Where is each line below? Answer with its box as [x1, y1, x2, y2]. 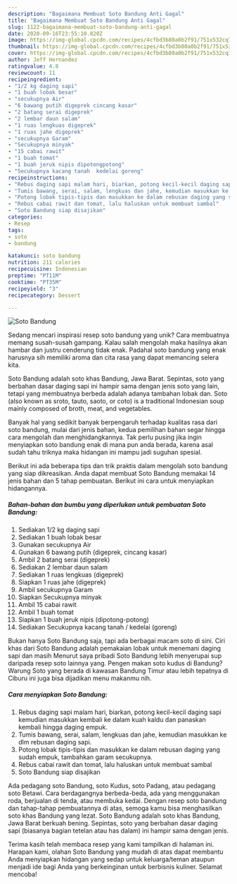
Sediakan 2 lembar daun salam [18, 563, 108, 572]
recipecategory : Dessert [8, 292, 81, 299]
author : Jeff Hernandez [8, 56, 78, 63]
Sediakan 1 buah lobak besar [18, 533, 102, 541]
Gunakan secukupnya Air [18, 541, 91, 549]
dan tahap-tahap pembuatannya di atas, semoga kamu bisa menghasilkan [8, 804, 222, 813]
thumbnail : [8, 43, 40, 50]
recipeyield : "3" [8, 285, 59, 293]
